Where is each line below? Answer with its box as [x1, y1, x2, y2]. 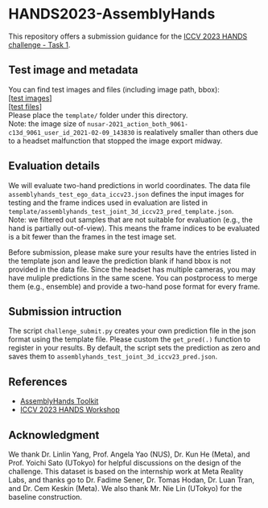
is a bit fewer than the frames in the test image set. [8, 231, 177, 241]
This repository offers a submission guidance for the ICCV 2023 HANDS [8, 31, 248, 41]
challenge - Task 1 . [8, 39, 71, 49]
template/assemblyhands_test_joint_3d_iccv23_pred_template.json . [8, 206, 234, 215]
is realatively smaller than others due [136, 127, 259, 137]
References [8, 375, 68, 388]
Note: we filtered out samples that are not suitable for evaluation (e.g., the [8, 215, 254, 224]
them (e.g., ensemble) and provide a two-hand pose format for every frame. [8, 281, 260, 291]
